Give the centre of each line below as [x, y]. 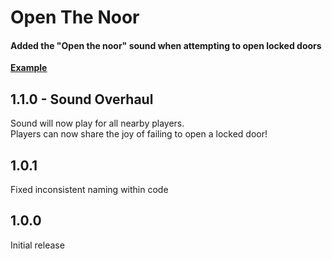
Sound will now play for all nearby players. [97, 123]
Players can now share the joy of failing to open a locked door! [139, 134]
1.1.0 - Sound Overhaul [82, 99]
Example [29, 68]
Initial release [37, 245]
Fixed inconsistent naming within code [89, 190]
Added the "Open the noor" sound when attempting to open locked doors [166, 45]
